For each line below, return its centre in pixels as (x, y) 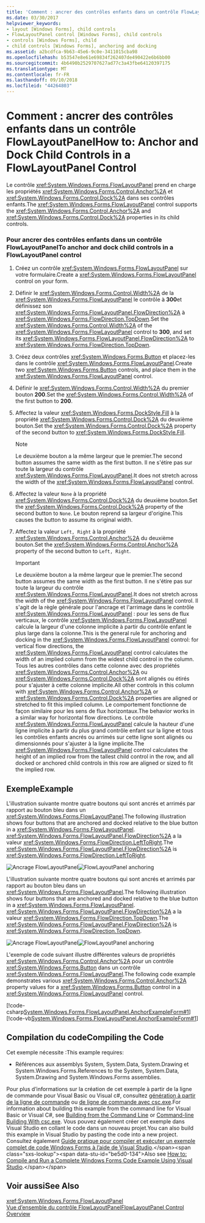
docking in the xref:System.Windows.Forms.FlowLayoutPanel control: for (107, 640)
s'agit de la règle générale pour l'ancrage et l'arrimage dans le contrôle (104, 607)
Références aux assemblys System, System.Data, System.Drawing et (102, 1064)
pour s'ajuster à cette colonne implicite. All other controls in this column (104, 685)
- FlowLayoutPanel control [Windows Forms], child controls (85, 35)
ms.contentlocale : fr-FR (38, 75)
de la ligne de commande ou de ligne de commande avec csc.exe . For (94, 1102)
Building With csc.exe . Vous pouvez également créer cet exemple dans (95, 1121)
